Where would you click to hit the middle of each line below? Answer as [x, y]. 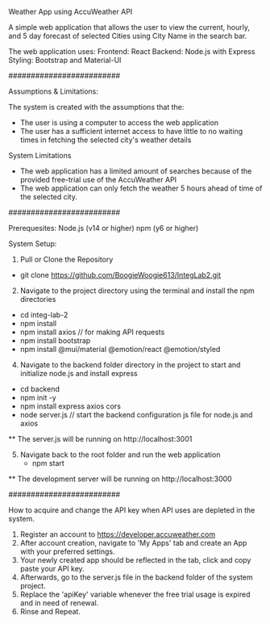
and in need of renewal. [59, 603]
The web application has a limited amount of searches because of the [136, 171]
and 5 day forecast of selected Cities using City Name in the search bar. [128, 36]
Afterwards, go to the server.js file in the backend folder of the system [137, 577]
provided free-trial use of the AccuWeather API [98, 180]
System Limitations [40, 155]
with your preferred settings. [67, 551]
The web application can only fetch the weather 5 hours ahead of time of [141, 188]
